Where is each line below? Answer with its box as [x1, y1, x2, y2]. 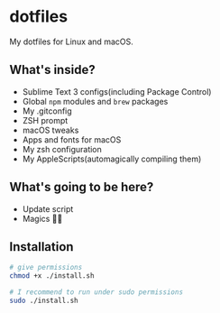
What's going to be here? [9, 180, 154, 195]
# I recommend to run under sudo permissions [9, 288, 183, 297]
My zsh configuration [22, 143, 102, 154]
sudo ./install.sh [9, 296, 78, 305]
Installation [9, 239, 74, 254]
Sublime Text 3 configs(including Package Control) [22, 86, 212, 97]
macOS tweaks [22, 124, 79, 135]
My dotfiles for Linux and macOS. [9, 36, 133, 47]
